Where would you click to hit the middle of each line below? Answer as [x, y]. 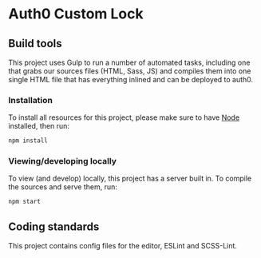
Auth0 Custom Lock [76, 14]
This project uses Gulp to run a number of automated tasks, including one [129, 62]
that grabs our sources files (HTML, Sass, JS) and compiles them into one [130, 71]
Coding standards [54, 226]
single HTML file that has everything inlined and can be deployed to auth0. [131, 79]
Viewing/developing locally [63, 161]
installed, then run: [39, 126]
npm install [28, 141]
